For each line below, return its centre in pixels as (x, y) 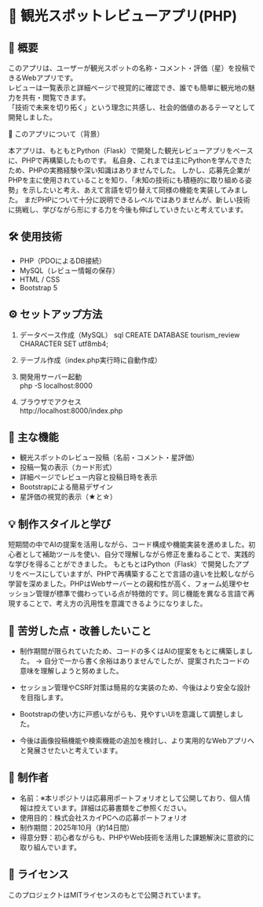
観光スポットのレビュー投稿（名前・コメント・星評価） (109, 458)
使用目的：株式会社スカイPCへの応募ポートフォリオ (103, 817)
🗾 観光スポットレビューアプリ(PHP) (123, 16)
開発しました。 (32, 117)
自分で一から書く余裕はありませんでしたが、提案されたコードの (147, 661)
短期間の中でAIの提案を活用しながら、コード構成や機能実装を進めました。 (128, 544)
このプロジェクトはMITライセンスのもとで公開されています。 (107, 894)
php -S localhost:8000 (56, 385)
